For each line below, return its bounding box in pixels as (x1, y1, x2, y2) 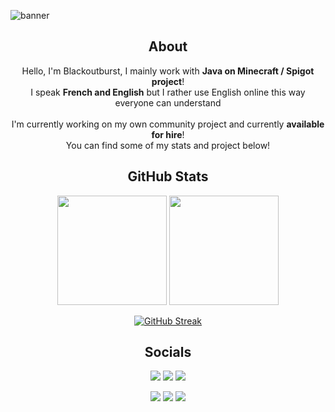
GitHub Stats (127, 168, 209, 185)
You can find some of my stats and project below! (65, 139, 271, 151)
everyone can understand (114, 96, 222, 109)
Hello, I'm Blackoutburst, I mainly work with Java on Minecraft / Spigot (21, 65, 315, 77)
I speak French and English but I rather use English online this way (30, 86, 306, 98)
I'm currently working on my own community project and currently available (11, 118, 325, 130)
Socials (144, 344, 192, 361)
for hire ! (151, 128, 185, 140)
